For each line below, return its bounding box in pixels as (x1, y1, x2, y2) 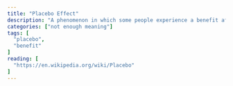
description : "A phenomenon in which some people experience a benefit (7, 17, 218, 24)
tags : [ (7, 29, 30, 37)
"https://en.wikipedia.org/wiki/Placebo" (13, 62, 135, 69)
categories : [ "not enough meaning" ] (7, 23, 113, 30)
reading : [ (7, 55, 39, 62)
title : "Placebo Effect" (7, 10, 79, 17)
